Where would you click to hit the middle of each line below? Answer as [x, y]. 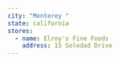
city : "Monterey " [38, 16]
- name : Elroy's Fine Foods [62, 38]
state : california [38, 23]
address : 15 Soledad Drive [67, 46]
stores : [21, 31]
